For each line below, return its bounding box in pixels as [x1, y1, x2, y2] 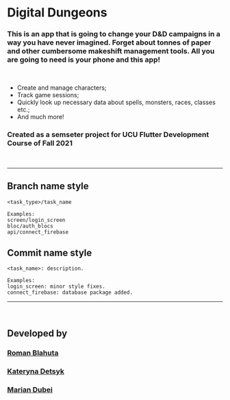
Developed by [7, 327, 68, 339]
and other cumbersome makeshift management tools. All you [7, 47, 215, 56]
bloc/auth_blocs [7, 223, 53, 229]
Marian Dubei [7, 385, 53, 395]
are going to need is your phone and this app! [7, 55, 161, 64]
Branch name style [7, 180, 89, 192]
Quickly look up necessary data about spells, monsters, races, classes [16, 98, 216, 107]
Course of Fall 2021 [7, 138, 73, 148]
